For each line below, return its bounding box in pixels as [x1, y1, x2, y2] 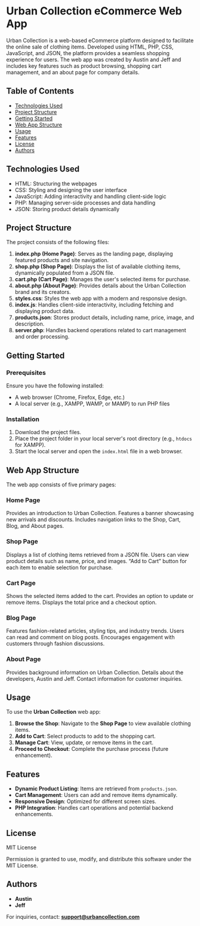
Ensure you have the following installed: [6, 382, 104, 389]
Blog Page [6, 614, 36, 622]
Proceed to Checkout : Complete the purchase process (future [14, 745, 169, 753]
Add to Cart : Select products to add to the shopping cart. [14, 733, 156, 740]
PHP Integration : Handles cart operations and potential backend [14, 804, 174, 811]
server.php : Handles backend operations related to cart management [14, 327, 186, 334]
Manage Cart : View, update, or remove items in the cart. [14, 739, 154, 746]
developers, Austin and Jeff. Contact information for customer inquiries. [6, 675, 183, 682]
